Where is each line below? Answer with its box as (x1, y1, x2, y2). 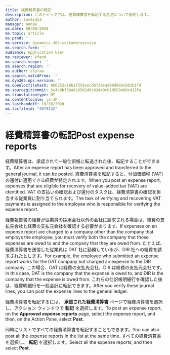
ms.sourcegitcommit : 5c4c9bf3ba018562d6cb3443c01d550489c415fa (5, 87, 142, 93)
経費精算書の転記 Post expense (5, 130, 135, 141)
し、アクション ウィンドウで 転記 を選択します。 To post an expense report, (5, 305, 162, 311)
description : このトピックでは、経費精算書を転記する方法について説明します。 (5, 12, 151, 17)
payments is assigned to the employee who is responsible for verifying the (5, 201, 160, 207)
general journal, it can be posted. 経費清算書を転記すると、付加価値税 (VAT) (5, 171, 163, 177)
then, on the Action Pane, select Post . (5, 316, 84, 322)
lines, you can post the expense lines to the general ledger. (5, 288, 129, 294)
